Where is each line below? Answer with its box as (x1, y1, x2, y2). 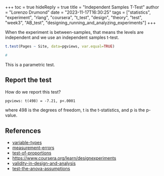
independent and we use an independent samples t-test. (5, 34, 119, 40)
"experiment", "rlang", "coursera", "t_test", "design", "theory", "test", (5, 15, 143, 20)
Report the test (5, 76, 52, 84)
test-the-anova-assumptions (12, 166, 70, 172)
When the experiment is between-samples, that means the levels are (5, 29, 144, 35)
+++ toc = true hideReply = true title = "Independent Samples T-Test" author (5, 4, 159, 10)
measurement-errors (12, 145, 55, 151)
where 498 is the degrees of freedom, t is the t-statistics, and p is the (5, 107, 145, 113)
